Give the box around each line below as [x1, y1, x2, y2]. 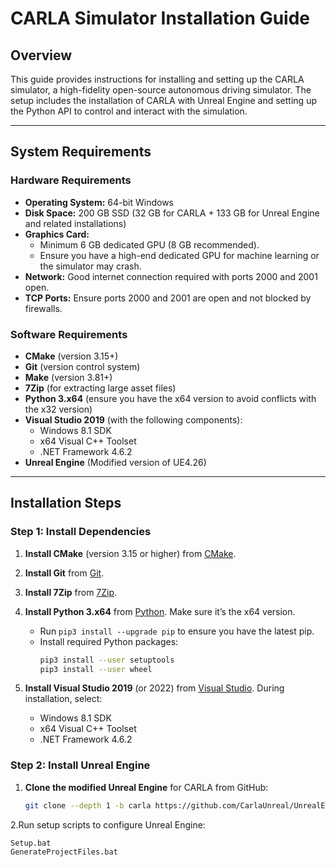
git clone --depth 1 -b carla [24, 800, 152, 811]
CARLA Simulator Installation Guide [10, 7, 311, 30]
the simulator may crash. [39, 260, 142, 272]
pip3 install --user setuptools [39, 655, 175, 665]
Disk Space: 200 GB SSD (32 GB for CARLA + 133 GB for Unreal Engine [24, 207, 320, 219]
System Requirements [10, 143, 152, 161]
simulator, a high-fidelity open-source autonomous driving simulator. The [10, 84, 312, 96]
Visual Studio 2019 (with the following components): [24, 413, 243, 426]
